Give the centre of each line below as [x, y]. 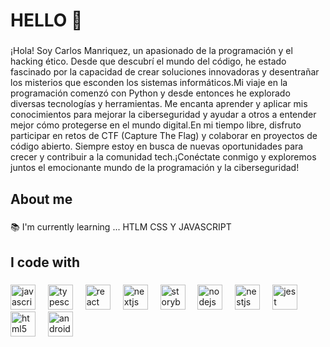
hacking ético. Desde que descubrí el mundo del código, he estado [148, 61]
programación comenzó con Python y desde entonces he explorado [150, 93]
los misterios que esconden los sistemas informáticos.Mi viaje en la [149, 83]
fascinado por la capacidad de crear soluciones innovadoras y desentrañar [165, 72]
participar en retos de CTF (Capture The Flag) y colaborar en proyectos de [164, 136]
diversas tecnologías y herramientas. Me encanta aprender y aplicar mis [159, 104]
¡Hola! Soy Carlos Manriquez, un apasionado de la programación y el [151, 51]
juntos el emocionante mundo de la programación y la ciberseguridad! [155, 168]
